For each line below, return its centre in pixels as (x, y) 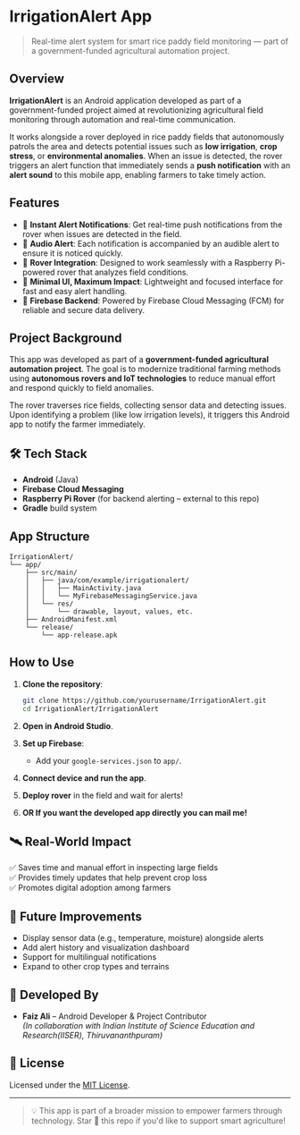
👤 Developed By (54, 995)
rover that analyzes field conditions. (123, 272)
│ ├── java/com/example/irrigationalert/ (108, 580)
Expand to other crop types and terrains (96, 967)
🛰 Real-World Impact (71, 841)
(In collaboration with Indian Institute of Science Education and (138, 1025)
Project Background (66, 338)
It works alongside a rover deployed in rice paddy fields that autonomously (147, 137)
